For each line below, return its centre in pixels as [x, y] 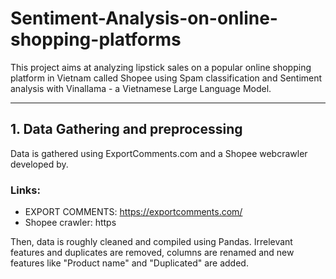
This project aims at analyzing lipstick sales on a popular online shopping [161, 67]
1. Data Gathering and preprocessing [126, 129]
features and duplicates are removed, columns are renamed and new [152, 253]
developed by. [39, 164]
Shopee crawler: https [70, 223]
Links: [25, 190]
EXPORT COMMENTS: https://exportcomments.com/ [133, 212]
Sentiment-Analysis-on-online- [144, 18]
